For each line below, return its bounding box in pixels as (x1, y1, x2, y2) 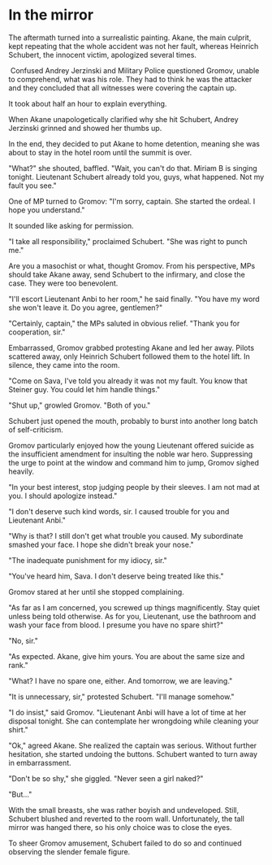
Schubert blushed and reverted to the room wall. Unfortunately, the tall (8, 814, 245, 823)
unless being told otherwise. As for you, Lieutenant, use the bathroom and (8, 611, 257, 621)
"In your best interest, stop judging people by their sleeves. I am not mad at (8, 482, 260, 491)
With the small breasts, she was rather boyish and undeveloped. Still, (8, 805, 240, 815)
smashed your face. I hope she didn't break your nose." (8, 540, 195, 549)
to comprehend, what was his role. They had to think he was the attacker (8, 74, 253, 84)
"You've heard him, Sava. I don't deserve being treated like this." (8, 571, 224, 581)
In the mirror (8, 6, 94, 24)
